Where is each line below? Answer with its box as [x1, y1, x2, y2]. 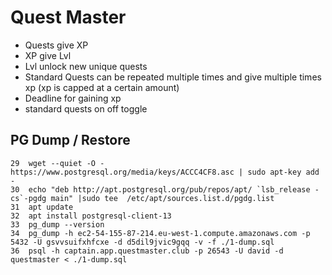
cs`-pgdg [10, 193, 47, 203]
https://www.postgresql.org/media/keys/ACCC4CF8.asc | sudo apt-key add [10, 167, 320, 177]
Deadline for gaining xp [24, 92, 122, 104]
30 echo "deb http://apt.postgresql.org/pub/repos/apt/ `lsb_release [10, 184, 311, 195]
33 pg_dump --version [10, 219, 105, 230]
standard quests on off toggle [24, 102, 148, 115]
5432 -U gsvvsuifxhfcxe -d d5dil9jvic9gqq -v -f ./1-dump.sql [10, 237, 275, 247]
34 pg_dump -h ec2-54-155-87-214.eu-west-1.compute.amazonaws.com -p [10, 228, 311, 238]
